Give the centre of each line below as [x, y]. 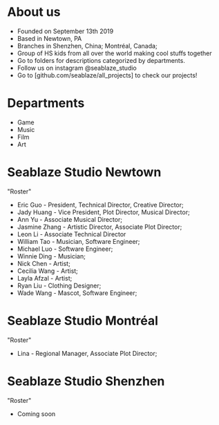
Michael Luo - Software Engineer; [65, 249]
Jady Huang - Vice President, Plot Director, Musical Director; [103, 212]
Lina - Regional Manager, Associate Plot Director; [87, 353]
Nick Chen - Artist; [44, 263]
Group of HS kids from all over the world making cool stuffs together [114, 53]
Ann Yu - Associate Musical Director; [70, 219]
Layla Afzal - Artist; [45, 278]
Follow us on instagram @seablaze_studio [77, 68]
